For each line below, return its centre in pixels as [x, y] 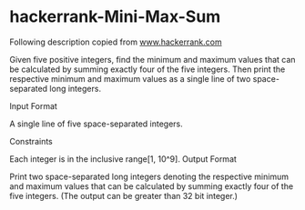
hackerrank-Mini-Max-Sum [115, 17]
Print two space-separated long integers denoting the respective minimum [149, 176]
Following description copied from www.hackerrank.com [116, 42]
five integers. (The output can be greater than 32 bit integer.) [124, 195]
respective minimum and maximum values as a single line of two [130, 78]
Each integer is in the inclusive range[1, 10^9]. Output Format [123, 159]
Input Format [33, 105]
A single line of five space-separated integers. [97, 124]
